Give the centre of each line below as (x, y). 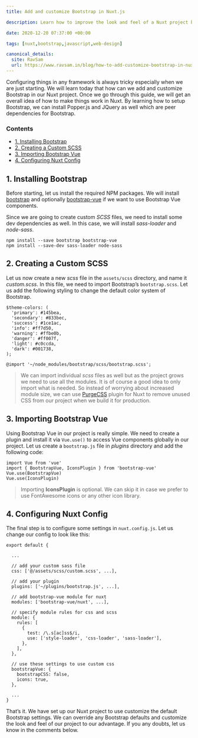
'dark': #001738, (33, 349)
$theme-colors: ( (27, 308)
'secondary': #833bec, (39, 318)
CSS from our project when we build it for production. (86, 400)
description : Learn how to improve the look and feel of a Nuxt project (97, 22)
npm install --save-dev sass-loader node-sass (64, 246)
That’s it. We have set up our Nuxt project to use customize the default (92, 711)
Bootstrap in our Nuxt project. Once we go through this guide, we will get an (98, 94)
